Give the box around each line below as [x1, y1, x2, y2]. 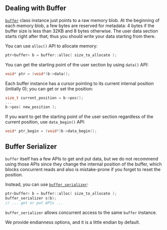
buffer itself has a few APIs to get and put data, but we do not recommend [5, 155, 159, 161]
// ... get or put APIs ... [5, 200, 64, 205]
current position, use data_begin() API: [5, 119, 86, 125]
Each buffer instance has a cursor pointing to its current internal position [5, 80, 154, 86]
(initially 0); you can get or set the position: [5, 85, 93, 91]
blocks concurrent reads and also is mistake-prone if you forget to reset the [5, 166, 161, 172]
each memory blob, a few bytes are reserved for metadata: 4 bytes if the [5, 22, 155, 28]
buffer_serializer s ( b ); [5, 195, 57, 200]
